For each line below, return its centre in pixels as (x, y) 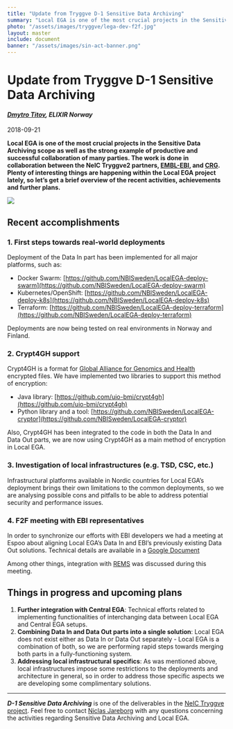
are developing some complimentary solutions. (84, 683)
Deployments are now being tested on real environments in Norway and (110, 328)
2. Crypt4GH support (43, 353)
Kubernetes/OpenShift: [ (52, 293)
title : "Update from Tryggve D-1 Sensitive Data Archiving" (96, 14)
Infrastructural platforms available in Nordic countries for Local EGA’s (106, 480)
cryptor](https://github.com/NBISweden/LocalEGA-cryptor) (102, 419)
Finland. (19, 336)
